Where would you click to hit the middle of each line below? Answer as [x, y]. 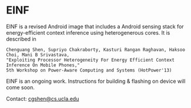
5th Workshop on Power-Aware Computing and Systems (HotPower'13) [89, 70]
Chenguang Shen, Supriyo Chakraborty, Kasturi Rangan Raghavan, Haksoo [95, 50]
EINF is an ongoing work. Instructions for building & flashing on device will [96, 81]
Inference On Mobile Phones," [43, 65]
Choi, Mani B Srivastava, [38, 55]
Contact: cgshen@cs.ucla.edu [43, 99]
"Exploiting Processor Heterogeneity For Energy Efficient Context [91, 60]
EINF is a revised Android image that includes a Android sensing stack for [95, 26]
